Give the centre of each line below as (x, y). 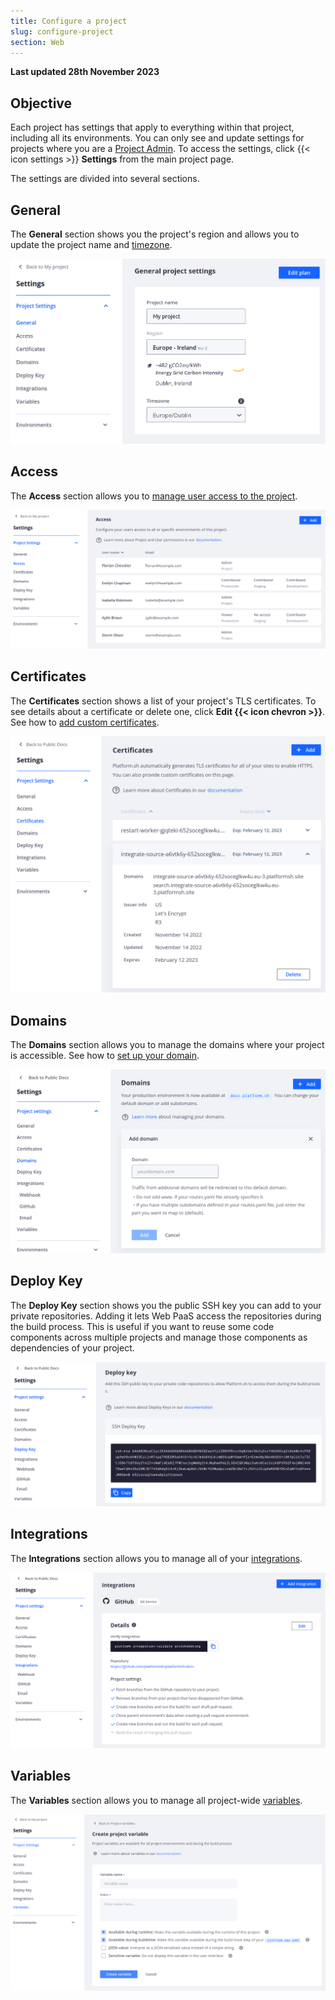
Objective (41, 103)
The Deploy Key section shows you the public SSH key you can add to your (166, 1305)
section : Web (37, 42)
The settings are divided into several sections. (105, 179)
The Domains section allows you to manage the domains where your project (167, 1044)
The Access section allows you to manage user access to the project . (154, 496)
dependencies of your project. (72, 1347)
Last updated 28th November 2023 (85, 72)
